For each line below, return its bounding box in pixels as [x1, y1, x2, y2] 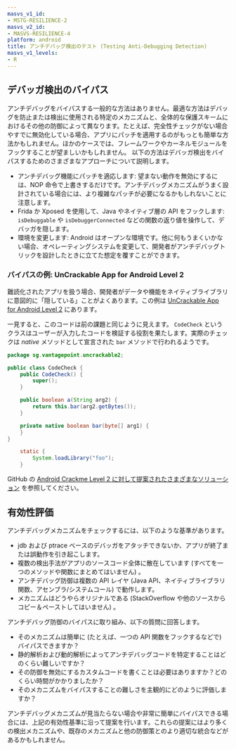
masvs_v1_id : [7, 10, 46, 18]
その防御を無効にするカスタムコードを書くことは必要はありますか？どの [17, 668, 227, 676]
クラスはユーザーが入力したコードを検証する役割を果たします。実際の [7, 329, 210, 337]
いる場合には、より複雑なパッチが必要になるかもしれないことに [41, 189, 227, 198]
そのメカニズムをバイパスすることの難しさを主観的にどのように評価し [17, 685, 221, 694]
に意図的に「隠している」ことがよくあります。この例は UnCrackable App [7, 296, 219, 305]
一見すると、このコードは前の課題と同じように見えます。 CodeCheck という [7, 319, 223, 328]
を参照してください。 [20, 483, 83, 492]
